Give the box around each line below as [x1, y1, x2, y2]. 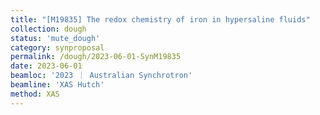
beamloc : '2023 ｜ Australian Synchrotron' [10, 71, 193, 81]
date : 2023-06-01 [10, 61, 83, 71]
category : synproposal [10, 42, 105, 53]
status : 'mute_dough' [10, 33, 101, 43]
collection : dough [10, 24, 87, 34]
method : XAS [10, 89, 60, 99]
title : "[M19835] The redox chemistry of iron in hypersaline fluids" [10, 14, 311, 25]
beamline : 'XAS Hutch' [10, 80, 105, 90]
